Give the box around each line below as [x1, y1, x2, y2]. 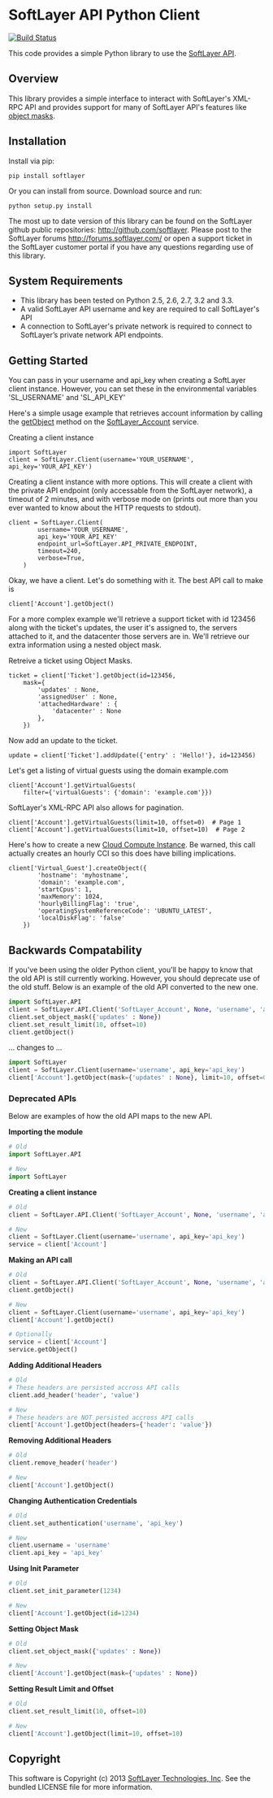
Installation [8, 134, 67, 148]
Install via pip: [8, 156, 55, 166]
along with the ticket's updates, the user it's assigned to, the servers [8, 623, 238, 633]
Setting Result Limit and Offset [8, 1684, 114, 1694]
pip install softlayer [8, 172, 85, 180]
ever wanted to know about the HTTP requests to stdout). [8, 503, 201, 513]
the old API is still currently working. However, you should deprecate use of [8, 973, 261, 983]
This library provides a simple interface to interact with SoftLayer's [8, 94, 232, 103]
